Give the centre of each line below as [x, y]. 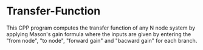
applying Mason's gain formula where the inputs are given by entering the [99, 34]
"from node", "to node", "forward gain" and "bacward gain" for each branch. [102, 40]
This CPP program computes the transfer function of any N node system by [101, 28]
